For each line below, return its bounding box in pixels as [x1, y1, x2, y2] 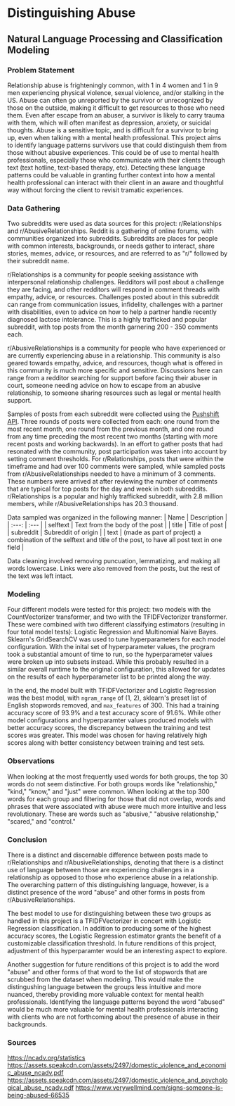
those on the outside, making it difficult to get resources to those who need [7, 103, 224, 112]
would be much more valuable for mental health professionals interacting [7, 1005, 219, 1014]
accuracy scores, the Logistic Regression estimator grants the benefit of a [7, 931, 222, 941]
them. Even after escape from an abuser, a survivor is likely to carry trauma [7, 111, 225, 119]
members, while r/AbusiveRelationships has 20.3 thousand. [7, 500, 179, 508]
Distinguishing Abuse [7, 5, 136, 21]
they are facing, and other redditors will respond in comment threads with [7, 285, 220, 294]
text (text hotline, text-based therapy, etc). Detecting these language [7, 163, 206, 172]
